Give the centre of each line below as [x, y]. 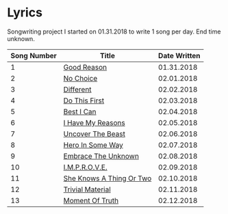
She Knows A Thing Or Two [107, 178]
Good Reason [85, 67]
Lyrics [25, 13]
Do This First [84, 101]
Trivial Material [87, 189]
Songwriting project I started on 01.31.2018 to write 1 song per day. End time [114, 31]
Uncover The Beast [94, 133]
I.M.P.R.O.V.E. [85, 167]
